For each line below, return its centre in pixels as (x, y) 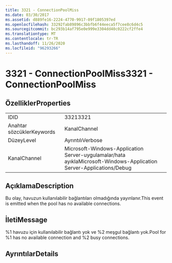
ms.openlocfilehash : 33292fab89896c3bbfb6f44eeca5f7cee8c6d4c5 (74, 24)
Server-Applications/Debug (98, 168)
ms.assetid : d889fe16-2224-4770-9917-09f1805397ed (60, 19)
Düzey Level (22, 140)
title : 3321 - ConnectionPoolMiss (42, 10)
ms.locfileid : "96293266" (33, 48)
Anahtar (17, 125)
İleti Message (26, 220)
